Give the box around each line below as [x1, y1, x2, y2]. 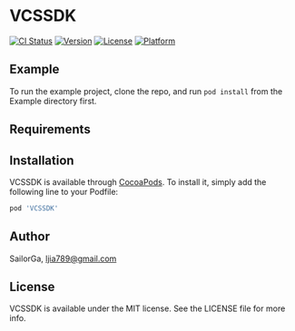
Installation [9, 152, 74, 168]
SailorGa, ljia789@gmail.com [9, 253, 117, 264]
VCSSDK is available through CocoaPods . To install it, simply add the [9, 176, 267, 187]
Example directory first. [9, 95, 97, 106]
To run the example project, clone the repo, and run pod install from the [9, 85, 283, 96]
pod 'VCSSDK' [9, 203, 59, 213]
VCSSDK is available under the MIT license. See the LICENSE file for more [9, 303, 286, 314]
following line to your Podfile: [9, 186, 119, 197]
